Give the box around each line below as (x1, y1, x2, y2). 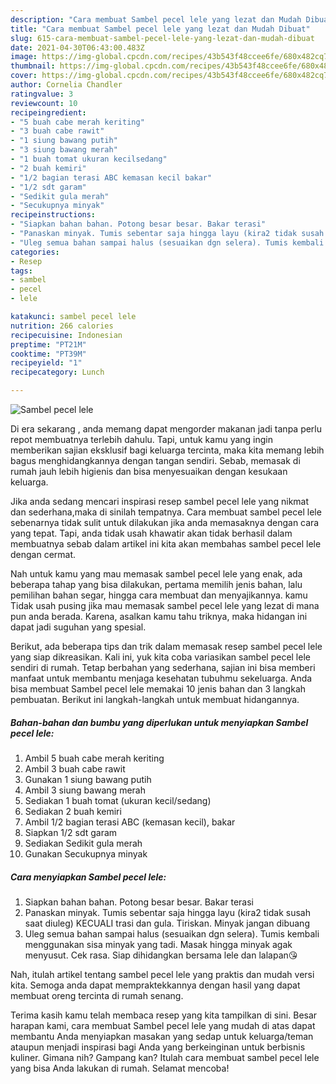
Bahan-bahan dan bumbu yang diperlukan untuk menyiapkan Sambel (10, 716, 309, 728)
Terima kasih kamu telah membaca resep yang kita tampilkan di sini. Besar (10, 1009, 318, 1021)
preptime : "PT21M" (10, 339, 87, 350)
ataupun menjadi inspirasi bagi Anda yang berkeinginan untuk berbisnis (10, 1041, 306, 1053)
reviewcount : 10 (10, 98, 78, 108)
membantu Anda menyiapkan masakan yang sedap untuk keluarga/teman (10, 1030, 314, 1042)
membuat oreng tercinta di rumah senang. (10, 989, 184, 1001)
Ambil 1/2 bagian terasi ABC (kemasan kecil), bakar (24, 816, 236, 828)
